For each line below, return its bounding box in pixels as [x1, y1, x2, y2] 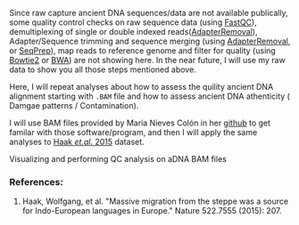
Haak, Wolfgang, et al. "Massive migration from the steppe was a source [21, 196, 288, 207]
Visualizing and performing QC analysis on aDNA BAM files [9, 154, 228, 164]
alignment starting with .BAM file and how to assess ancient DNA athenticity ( [9, 91, 290, 101]
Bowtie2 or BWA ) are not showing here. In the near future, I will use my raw [9, 55, 286, 65]
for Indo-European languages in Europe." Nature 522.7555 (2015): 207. [21, 205, 282, 216]
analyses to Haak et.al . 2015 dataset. [9, 137, 145, 147]
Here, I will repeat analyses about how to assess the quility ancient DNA [9, 82, 274, 92]
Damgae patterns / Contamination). [9, 100, 139, 110]
